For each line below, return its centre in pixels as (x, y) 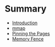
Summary (25, 9)
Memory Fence (28, 39)
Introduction (25, 23)
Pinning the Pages (31, 33)
